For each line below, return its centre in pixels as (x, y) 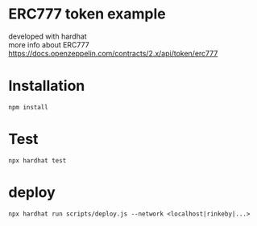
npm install (28, 107)
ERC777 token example (87, 14)
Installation (47, 86)
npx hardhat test (37, 160)
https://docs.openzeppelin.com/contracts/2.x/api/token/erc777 (113, 53)
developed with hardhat (48, 36)
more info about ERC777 (49, 44)
